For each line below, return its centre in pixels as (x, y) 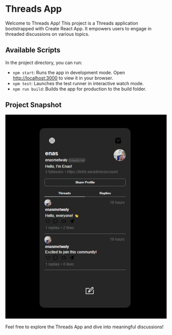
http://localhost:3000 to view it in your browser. (63, 78)
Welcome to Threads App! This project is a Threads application (72, 23)
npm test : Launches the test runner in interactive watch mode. (78, 83)
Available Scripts (33, 50)
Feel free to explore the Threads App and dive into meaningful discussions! (84, 327)
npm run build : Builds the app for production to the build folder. (80, 89)
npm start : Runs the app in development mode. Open (69, 72)
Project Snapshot (34, 105)
